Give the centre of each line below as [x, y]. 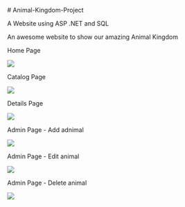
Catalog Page [27, 77]
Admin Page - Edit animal [43, 156]
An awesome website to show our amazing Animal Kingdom [93, 37]
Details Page [25, 103]
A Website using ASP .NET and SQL [58, 23]
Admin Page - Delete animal [47, 183]
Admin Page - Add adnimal [46, 130]
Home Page [24, 50]
